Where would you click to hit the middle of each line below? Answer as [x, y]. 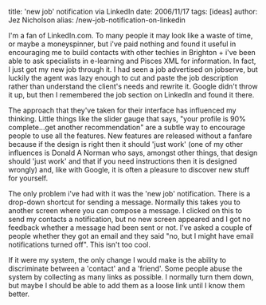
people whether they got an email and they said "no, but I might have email [131, 236]
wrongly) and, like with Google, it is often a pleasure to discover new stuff [129, 170]
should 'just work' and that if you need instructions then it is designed [123, 161]
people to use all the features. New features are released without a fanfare [130, 136]
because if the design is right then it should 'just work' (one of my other [126, 144]
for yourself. [28, 178]
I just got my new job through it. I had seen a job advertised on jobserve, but [133, 69]
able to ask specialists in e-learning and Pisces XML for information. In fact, [132, 61]
